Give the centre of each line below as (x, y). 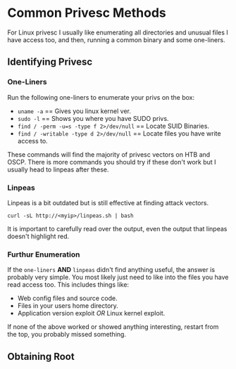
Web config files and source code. (67, 298)
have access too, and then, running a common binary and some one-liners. (116, 39)
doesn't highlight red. (38, 236)
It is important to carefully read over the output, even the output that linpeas (117, 228)
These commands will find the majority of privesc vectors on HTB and (109, 154)
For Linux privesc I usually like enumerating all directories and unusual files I (118, 32)
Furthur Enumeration (44, 254)
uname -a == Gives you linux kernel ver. (74, 111)
